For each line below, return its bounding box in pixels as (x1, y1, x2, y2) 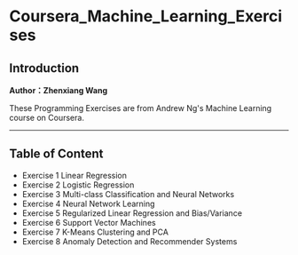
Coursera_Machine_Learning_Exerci (9, 6, 283, 27)
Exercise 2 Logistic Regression (21, 179, 135, 190)
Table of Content (9, 147, 104, 162)
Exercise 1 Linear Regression (21, 170, 127, 180)
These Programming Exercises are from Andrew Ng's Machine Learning (9, 103, 272, 113)
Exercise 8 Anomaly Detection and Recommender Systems (21, 235, 238, 246)
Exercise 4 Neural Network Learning (21, 198, 155, 209)
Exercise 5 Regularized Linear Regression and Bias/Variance (21, 207, 242, 219)
